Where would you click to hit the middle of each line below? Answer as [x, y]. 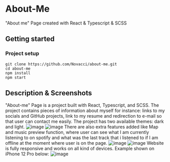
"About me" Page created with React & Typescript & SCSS [66, 23]
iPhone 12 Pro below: [27, 154]
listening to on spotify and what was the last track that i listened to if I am [82, 138]
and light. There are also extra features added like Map [82, 127]
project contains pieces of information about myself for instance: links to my [85, 111]
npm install [18, 73]
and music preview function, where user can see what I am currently [77, 132]
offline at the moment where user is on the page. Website [84, 143]
